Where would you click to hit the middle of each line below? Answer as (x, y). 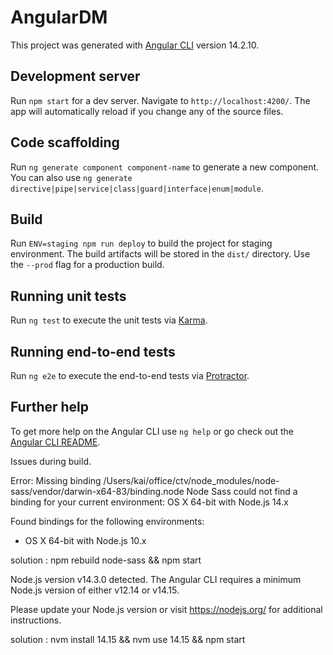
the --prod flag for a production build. (87, 265)
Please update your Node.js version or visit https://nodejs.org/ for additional (166, 609)
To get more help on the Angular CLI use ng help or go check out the (152, 431)
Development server (75, 76)
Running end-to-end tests (93, 351)
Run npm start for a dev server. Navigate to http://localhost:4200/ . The (160, 100)
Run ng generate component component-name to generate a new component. (165, 167)
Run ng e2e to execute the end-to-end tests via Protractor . (130, 375)
